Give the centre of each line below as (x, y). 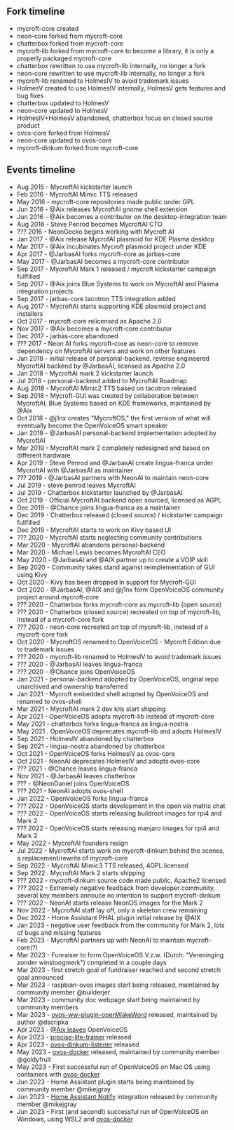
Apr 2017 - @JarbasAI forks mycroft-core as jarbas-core (98, 254)
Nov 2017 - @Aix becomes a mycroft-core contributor (94, 328)
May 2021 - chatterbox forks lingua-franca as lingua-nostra (102, 724)
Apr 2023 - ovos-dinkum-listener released (78, 1044)
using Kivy (32, 574)
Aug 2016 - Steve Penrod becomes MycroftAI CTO (89, 224)
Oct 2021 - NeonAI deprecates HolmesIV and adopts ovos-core (108, 761)
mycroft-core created (48, 28)
